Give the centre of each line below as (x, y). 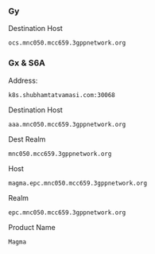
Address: (23, 80)
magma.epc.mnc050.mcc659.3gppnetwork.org (78, 183)
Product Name (32, 227)
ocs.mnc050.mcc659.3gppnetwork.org (67, 43)
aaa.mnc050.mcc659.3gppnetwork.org (67, 124)
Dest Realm (27, 139)
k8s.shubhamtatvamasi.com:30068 (62, 95)
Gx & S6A (27, 63)
